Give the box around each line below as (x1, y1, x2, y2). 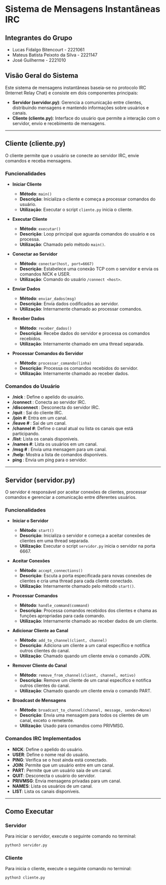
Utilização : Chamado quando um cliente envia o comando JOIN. (19, 653, 151, 659)
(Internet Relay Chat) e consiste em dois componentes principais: (5, 90, 138, 96)
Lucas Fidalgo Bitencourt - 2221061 (12, 47, 85, 52)
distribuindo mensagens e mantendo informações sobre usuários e (12, 105, 149, 111)
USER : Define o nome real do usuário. (12, 752, 89, 758)
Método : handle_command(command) (19, 603, 90, 608)
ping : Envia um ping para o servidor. (12, 457, 87, 463)
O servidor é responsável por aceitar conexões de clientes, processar (5, 489, 147, 495)
